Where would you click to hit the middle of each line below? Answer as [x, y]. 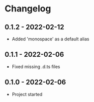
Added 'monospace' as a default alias [50, 39]
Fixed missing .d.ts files [36, 66]
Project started [27, 94]
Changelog [28, 9]
